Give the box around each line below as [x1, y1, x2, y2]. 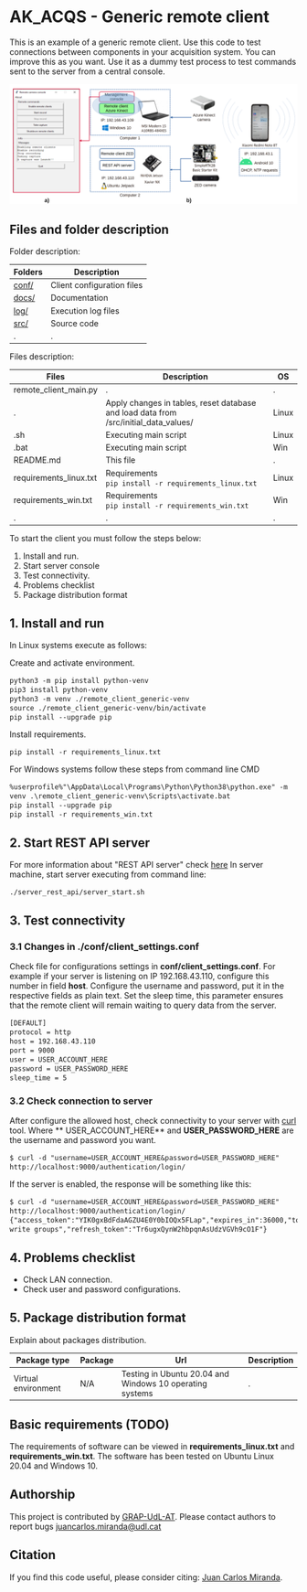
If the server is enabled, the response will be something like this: [9, 1179, 252, 1190]
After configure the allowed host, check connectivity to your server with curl [9, 1116, 297, 1127]
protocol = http [9, 1027, 71, 1037]
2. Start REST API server [9, 835, 151, 850]
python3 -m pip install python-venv [9, 677, 149, 686]
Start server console [22, 560, 101, 571]
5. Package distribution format [9, 1310, 186, 1326]
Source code [49, 317, 99, 328]
